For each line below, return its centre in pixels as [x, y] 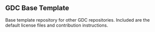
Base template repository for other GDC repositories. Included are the [77, 20]
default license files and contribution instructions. [57, 25]
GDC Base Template [37, 8]
